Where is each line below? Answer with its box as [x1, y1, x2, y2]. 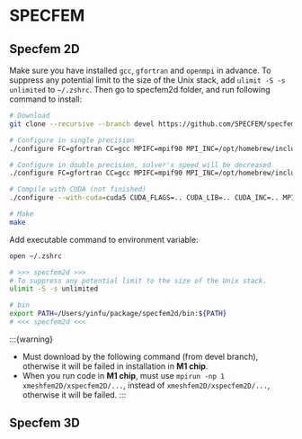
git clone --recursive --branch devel [9, 119, 155, 129]
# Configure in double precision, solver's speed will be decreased [9, 160, 271, 169]
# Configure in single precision [9, 136, 135, 145]
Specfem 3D [9, 416, 81, 431]
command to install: [9, 94, 83, 104]
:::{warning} [9, 334, 54, 345]
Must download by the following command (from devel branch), [22, 351, 259, 362]
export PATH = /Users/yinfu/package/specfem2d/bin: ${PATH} [9, 309, 227, 318]
